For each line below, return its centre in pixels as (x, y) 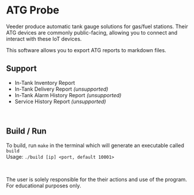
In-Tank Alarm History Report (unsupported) (68, 95)
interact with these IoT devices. (44, 39)
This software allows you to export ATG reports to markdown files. (86, 50)
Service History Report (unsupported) (60, 101)
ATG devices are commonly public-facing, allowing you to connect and (92, 32)
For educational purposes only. (44, 186)
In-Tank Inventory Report (45, 83)
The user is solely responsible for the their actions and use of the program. (97, 179)
